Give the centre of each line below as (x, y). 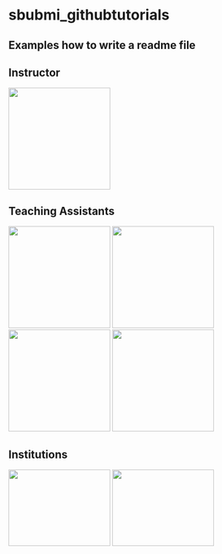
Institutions (38, 454)
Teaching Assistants (62, 211)
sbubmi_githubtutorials (89, 15)
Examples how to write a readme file (102, 45)
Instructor (35, 72)
